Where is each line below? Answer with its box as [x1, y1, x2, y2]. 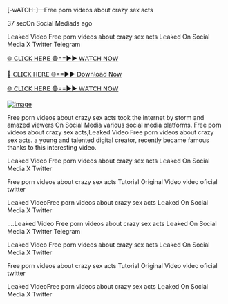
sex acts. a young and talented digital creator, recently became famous [7, 136, 209, 144]
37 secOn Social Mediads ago [7, 19, 93, 27]
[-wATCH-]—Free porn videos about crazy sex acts [7, 6, 153, 14]
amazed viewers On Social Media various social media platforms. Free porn [7, 121, 222, 129]
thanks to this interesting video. [7, 143, 97, 151]
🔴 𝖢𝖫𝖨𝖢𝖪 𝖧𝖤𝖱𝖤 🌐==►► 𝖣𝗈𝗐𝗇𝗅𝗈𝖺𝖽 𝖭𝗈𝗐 [7, 70, 122, 78]
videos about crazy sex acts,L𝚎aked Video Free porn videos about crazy [7, 128, 214, 136]
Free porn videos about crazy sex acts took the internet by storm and [7, 114, 205, 121]
